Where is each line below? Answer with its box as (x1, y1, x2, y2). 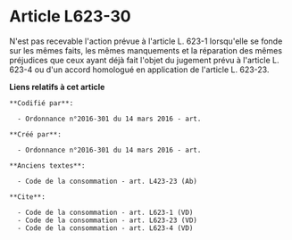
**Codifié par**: (9, 98, 74, 108)
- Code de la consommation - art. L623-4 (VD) (17, 223, 194, 233)
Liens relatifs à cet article (9, 81, 105, 92)
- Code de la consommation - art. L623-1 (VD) (17, 208, 194, 217)
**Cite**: (9, 192, 46, 202)
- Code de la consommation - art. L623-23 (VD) (17, 216, 198, 225)
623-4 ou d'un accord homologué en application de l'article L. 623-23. (9, 64, 270, 75)
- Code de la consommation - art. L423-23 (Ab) (17, 177, 198, 186)
